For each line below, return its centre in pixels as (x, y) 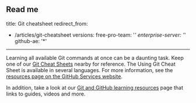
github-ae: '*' (31, 41)
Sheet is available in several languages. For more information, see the (90, 70)
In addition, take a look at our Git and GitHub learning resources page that (95, 87)
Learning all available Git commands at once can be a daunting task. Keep (95, 58)
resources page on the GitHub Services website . (64, 76)
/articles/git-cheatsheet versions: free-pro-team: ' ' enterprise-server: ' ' (100, 35)
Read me (22, 10)
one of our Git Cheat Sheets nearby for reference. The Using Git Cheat (91, 64)
